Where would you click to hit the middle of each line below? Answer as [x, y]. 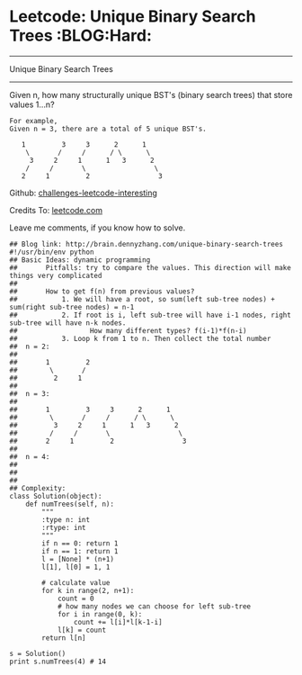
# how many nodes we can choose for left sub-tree [154, 606]
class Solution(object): [56, 496]
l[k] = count [81, 630]
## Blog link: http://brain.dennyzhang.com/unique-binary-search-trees [146, 244]
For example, [34, 121]
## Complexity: [38, 488]
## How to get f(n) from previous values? [102, 291]
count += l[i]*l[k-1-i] [118, 622]
